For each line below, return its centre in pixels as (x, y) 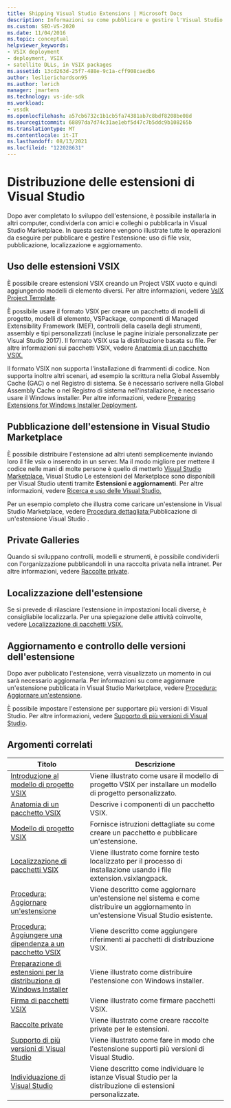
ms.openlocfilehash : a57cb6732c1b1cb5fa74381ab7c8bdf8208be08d (100, 116)
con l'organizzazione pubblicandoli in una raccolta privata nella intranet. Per (115, 564)
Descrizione (155, 764)
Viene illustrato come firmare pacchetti (152, 1001)
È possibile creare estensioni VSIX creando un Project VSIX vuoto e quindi (112, 283)
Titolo (47, 764)
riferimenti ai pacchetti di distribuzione (152, 939)
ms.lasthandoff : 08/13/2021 (47, 142)
